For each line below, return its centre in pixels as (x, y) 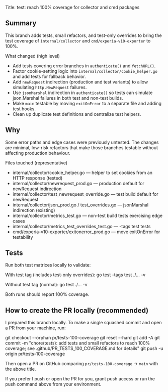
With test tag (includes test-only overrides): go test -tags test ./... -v (75, 275)
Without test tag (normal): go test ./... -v (46, 285)
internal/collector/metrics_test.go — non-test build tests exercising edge (87, 215)
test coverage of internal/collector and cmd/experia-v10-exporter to (78, 40)
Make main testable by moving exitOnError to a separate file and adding (87, 103)
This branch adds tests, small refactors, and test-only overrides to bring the (83, 35)
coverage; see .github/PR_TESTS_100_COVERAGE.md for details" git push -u (84, 349)
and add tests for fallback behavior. (49, 76)
